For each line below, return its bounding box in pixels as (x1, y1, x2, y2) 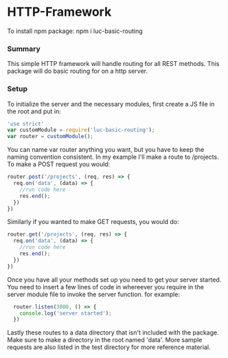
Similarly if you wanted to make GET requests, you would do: (7, 218, 180, 226)
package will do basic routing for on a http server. (7, 67, 148, 76)
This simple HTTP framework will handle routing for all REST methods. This (7, 60, 220, 68)
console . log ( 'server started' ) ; (19, 310, 112, 317)
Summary (7, 44, 41, 54)
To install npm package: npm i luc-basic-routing (7, 27, 143, 35)
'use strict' (7, 120, 45, 127)
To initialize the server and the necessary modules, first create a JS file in (7, 100, 215, 108)
